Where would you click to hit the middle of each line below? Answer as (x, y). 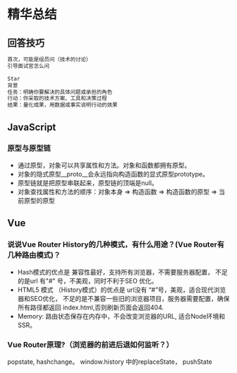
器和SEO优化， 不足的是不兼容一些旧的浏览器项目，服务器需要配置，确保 (123, 298)
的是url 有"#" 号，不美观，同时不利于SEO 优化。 (87, 280)
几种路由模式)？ (34, 255)
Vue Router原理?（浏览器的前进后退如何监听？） (91, 345)
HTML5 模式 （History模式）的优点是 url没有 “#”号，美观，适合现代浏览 (122, 290)
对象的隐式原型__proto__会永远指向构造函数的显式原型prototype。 (113, 174)
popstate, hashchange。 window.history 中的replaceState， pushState (110, 362)
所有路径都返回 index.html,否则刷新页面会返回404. (91, 307)
